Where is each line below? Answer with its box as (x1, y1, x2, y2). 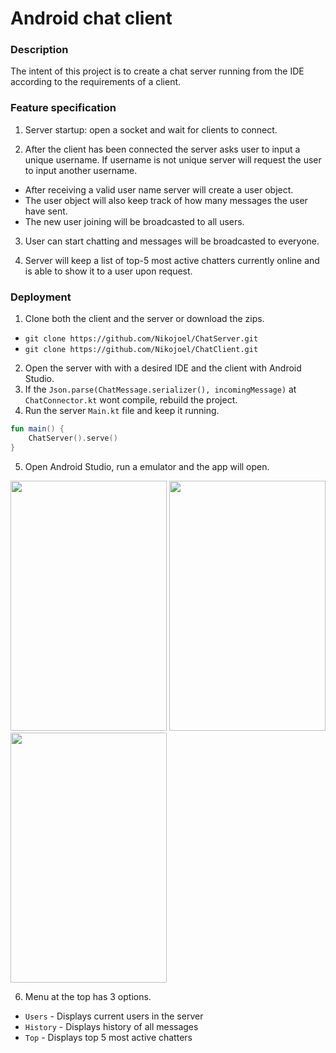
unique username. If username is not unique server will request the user (24, 153, 322, 166)
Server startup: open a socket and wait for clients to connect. (24, 123, 278, 136)
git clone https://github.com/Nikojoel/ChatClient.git (24, 345, 259, 355)
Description (10, 43, 69, 57)
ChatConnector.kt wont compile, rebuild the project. (24, 394, 238, 406)
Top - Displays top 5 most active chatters (24, 1031, 193, 1043)
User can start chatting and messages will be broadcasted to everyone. (24, 235, 320, 247)
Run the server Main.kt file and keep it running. (24, 405, 220, 417)
